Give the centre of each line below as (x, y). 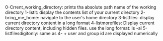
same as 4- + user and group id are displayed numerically (99, 33)
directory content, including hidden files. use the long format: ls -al (74, 28)
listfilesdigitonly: (22, 33)
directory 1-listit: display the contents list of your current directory (72, 12)
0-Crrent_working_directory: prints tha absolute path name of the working (81, 7)
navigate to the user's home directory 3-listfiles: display (98, 18)
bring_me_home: (22, 18)
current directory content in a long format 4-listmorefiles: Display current (80, 23)
